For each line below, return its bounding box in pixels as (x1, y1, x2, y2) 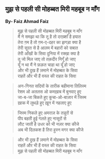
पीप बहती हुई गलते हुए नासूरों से (17, 115, 67, 121)
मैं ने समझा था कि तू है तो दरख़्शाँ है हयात (17, 33, 81, 39)
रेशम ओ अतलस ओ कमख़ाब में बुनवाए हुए (17, 88, 81, 94)
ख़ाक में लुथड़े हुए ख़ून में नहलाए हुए (17, 99, 72, 105)
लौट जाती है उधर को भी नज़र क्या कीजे (17, 121, 79, 127)
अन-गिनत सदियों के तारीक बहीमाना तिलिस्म (17, 83, 86, 89)
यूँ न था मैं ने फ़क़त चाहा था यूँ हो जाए (17, 61, 75, 67)
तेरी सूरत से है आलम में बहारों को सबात (17, 44, 78, 50)
